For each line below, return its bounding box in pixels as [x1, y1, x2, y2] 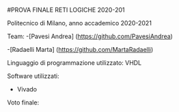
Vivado [16, 85, 38, 93]
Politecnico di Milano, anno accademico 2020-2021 [7, 19, 152, 27]
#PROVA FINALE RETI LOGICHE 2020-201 [7, 6, 125, 14]
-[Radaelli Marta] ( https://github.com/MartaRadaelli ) [7, 46, 154, 53]
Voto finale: [7, 98, 40, 107]
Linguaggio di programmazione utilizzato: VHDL [7, 59, 142, 67]
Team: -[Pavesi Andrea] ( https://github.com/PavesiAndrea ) [7, 32, 173, 40]
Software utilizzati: [7, 72, 59, 80]
